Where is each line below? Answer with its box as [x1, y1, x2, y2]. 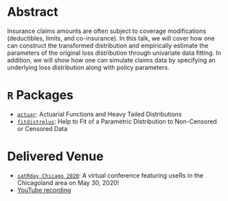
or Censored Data [16, 124, 68, 132]
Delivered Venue [7, 149, 104, 165]
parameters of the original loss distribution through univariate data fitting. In [7, 49, 222, 57]
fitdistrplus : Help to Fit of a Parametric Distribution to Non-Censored [16, 117, 218, 126]
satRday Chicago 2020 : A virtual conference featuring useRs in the [16, 171, 204, 179]
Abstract [7, 4, 58, 20]
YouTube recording [16, 186, 71, 194]
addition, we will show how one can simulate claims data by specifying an [7, 56, 216, 64]
